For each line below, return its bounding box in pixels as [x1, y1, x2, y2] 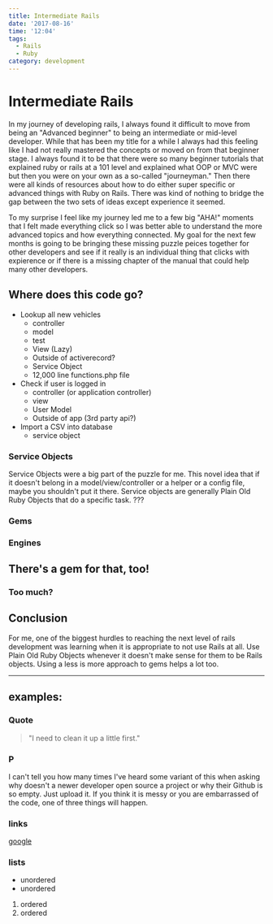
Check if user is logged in [19, 379, 106, 388]
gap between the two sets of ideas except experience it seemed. [8, 197, 226, 206]
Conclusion [8, 611, 68, 626]
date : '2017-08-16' [8, 20, 75, 28]
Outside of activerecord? [32, 353, 115, 362]
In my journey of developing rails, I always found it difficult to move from [8, 119, 250, 128]
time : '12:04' [8, 27, 57, 35]
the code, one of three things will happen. [8, 797, 149, 807]
